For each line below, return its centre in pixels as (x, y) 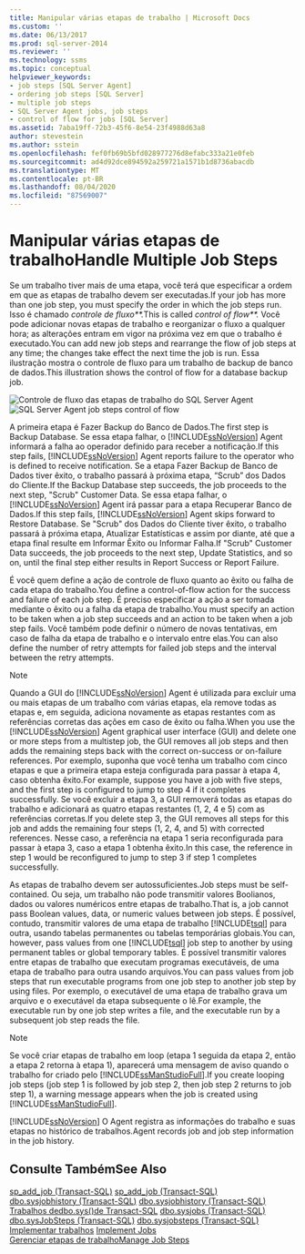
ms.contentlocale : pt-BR (56, 178)
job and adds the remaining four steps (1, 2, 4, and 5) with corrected (137, 828)
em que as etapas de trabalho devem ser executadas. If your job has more (148, 295)
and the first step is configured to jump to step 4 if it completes (128, 790)
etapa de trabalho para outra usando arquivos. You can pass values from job (152, 972)
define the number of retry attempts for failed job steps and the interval (143, 647)
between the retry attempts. (62, 658)
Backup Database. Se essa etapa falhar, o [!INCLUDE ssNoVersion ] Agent (146, 436)
